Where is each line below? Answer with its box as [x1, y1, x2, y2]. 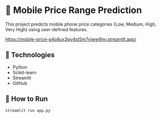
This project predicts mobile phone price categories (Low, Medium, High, [5, 21, 157, 27]
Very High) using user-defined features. [5, 26, 88, 32]
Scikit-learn [12, 69, 37, 75]
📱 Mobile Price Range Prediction [5, 5, 142, 16]
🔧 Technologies [5, 51, 55, 59]
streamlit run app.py [5, 108, 51, 113]
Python [12, 64, 28, 70]
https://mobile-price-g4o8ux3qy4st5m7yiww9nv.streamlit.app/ [5, 36, 137, 42]
